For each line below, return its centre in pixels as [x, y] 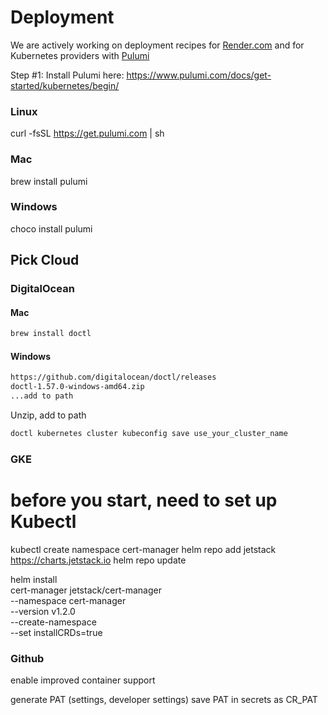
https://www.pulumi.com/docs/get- [199, 75]
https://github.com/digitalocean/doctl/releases [113, 377]
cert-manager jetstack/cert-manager [86, 590]
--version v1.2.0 [43, 611]
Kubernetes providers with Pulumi [80, 55]
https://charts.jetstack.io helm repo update [98, 560]
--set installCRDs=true [56, 632]
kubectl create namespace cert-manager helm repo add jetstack [143, 549]
